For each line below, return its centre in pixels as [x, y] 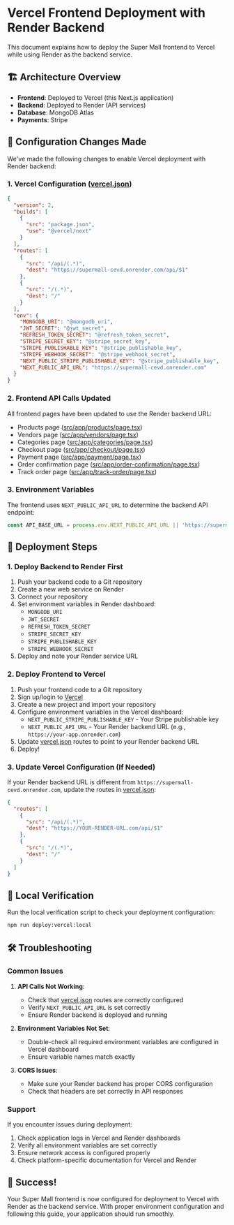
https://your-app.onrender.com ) [74, 734]
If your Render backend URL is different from [71, 782]
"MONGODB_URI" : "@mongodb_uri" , [67, 322]
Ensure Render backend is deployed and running [97, 1015]
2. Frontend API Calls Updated [59, 398]
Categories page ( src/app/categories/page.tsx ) [85, 442]
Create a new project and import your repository [87, 704]
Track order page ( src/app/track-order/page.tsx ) [87, 471]
